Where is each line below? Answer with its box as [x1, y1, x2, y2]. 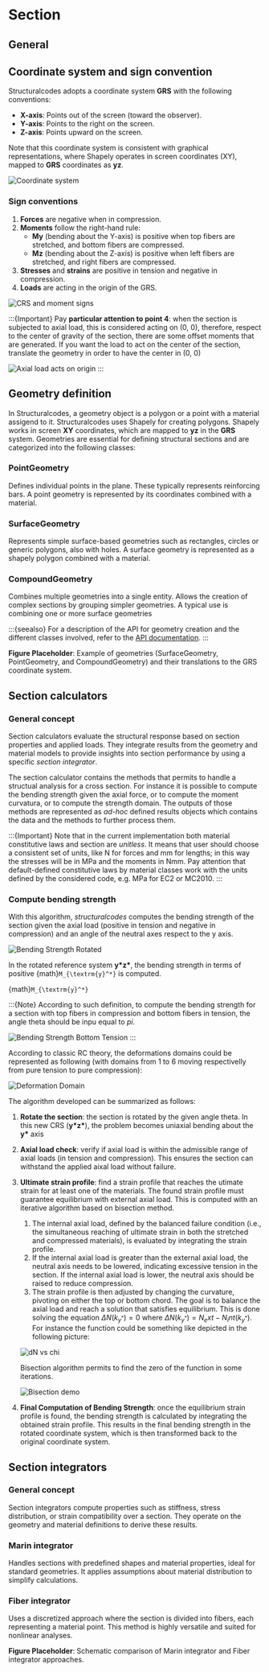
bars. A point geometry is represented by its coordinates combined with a [8, 489, 252, 499]
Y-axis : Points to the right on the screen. [19, 119, 155, 129]
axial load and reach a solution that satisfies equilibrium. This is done [31, 1304, 260, 1314]
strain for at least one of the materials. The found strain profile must [19, 1186, 245, 1196]
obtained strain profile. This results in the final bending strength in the [19, 1420, 251, 1430]
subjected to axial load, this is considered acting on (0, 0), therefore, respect [8, 322, 262, 332]
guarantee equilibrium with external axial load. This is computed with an [19, 1195, 259, 1205]
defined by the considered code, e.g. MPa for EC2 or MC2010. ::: [8, 874, 223, 883]
